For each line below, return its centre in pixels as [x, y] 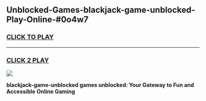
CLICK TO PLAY [30, 37]
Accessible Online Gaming [41, 91]
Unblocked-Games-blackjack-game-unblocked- [101, 10]
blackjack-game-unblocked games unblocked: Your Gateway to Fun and [100, 84]
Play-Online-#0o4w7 [48, 20]
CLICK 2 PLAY [28, 60]
